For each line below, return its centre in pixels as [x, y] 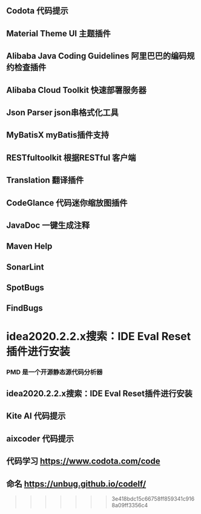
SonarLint [25, 267]
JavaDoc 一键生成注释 [48, 225]
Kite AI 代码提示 [36, 416]
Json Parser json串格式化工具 [63, 112]
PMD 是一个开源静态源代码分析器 [54, 372]
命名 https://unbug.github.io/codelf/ [76, 484]
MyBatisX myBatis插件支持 [58, 135]
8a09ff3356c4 [130, 505]
